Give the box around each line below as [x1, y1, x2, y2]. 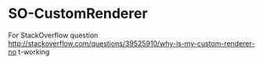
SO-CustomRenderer [8, 5, 148, 23]
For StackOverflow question [8, 30, 99, 40]
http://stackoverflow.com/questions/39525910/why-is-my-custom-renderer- [8, 38, 255, 48]
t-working [18, 47, 50, 56]
